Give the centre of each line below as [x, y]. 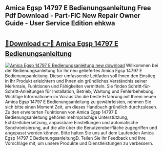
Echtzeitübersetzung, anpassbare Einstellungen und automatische [71, 122]
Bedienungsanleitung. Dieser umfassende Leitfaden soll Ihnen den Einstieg [80, 76]
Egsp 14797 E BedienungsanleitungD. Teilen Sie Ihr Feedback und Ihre [75, 138]
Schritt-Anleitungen [25, 91]
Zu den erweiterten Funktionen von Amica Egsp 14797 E [61, 112]
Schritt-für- [140, 86]
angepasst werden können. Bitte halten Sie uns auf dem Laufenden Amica [80, 133]
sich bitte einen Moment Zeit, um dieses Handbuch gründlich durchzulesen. [81, 107]
